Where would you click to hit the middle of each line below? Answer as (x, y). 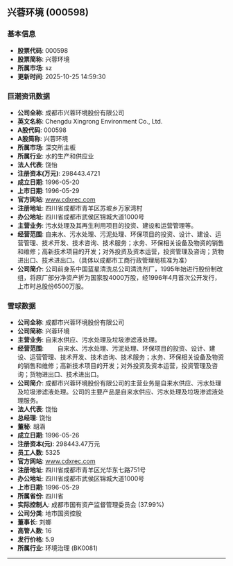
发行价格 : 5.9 (36, 540)
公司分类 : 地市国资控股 (49, 513)
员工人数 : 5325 (38, 453)
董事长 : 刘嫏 (34, 522)
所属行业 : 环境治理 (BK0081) (58, 548)
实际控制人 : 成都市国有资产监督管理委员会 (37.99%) (90, 505)
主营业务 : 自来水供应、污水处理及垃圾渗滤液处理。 (89, 340)
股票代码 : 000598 (42, 50)
